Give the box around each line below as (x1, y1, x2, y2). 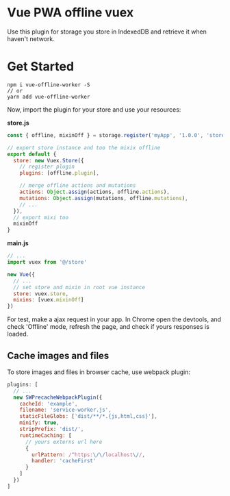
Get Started (7, 59, 74, 75)
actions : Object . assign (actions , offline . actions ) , (19, 188, 170, 195)
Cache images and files (7, 349, 110, 361)
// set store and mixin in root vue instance (13, 284, 146, 290)
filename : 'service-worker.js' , (19, 406, 112, 414)
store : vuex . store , (13, 290, 69, 297)
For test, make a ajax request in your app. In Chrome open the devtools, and (7, 315, 221, 323)
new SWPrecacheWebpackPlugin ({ (13, 394, 103, 401)
